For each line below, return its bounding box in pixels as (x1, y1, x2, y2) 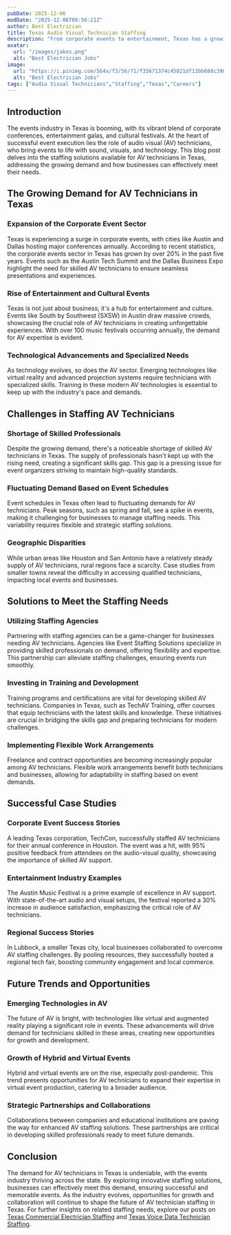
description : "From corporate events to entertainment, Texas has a (7, 36, 208, 43)
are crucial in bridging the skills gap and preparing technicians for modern (7, 716, 217, 724)
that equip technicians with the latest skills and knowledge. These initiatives (7, 708, 222, 717)
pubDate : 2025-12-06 (7, 10, 67, 17)
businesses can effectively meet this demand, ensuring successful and (7, 1183, 208, 1192)
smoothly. (7, 661, 36, 669)
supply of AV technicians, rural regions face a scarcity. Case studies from (7, 561, 215, 569)
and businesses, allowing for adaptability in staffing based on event (7, 770, 198, 778)
